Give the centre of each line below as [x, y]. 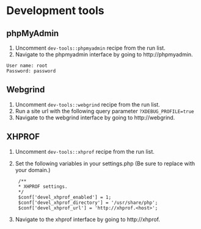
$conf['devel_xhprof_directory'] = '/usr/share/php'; [88, 203]
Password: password [31, 71]
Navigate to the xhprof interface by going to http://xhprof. [88, 219]
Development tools [55, 11]
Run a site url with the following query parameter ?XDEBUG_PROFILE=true [104, 111]
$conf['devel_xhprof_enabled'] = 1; [65, 197]
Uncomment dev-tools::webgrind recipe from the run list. [87, 104]
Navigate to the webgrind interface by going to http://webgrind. [95, 118]
